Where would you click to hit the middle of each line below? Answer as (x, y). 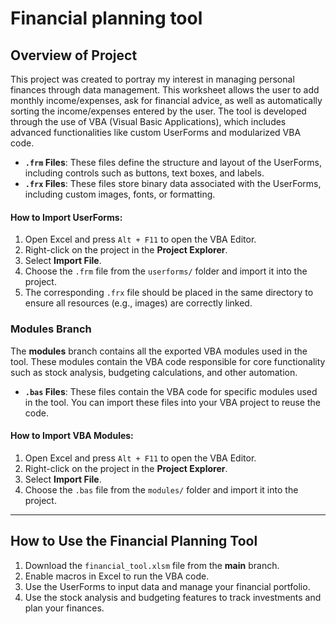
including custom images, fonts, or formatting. (120, 194)
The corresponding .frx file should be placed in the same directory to (169, 293)
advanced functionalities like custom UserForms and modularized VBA (156, 132)
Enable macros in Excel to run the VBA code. (117, 576)
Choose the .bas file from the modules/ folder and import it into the (161, 489)
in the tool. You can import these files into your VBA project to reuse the (172, 402)
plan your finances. (64, 608)
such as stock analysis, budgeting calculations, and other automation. (154, 372)
